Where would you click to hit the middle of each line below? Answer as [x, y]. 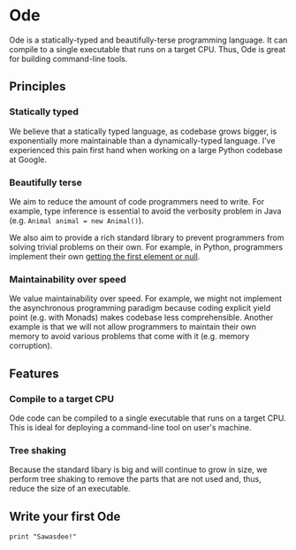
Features [34, 373]
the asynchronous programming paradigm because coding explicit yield [140, 308]
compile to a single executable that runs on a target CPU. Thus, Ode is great [148, 49]
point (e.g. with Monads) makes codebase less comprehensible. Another [141, 318]
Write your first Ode [65, 516]
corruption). [31, 345]
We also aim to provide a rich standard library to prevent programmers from [147, 237]
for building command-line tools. [68, 58]
